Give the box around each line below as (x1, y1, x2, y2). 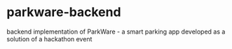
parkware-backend (6, 4, 121, 20)
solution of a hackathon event (6, 34, 93, 43)
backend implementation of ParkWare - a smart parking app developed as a (6, 27, 226, 36)
